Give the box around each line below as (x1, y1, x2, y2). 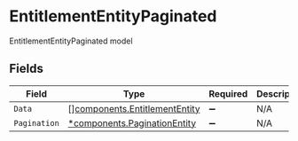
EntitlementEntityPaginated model (9, 35, 133, 46)
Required (208, 87, 248, 99)
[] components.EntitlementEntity (67, 102, 200, 114)
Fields (9, 61, 44, 76)
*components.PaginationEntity (67, 117, 197, 129)
